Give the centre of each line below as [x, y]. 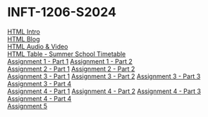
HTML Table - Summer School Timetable [67, 54]
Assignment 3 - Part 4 [39, 83]
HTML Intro [24, 32]
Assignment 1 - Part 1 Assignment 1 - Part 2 [70, 61]
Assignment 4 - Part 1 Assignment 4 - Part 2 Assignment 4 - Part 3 [104, 91]
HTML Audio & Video [38, 46]
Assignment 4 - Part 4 [39, 98]
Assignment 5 [27, 106]
